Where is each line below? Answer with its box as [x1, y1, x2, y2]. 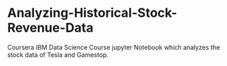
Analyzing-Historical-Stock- [7, 5, 178, 21]
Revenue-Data [7, 20, 94, 36]
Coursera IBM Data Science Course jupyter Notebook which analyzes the [7, 43, 221, 51]
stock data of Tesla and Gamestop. [7, 51, 109, 59]
